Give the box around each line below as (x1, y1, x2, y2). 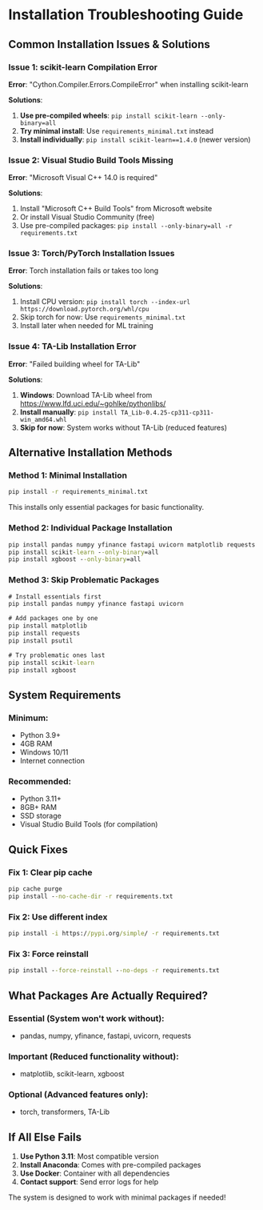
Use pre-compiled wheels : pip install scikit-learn (19, 110, 197, 120)
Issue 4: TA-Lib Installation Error (8, 341, 137, 352)
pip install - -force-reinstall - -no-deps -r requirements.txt (8, 967, 220, 975)
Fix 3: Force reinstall (8, 948, 90, 960)
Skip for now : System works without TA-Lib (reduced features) (19, 423, 228, 432)
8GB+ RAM (19, 803, 58, 812)
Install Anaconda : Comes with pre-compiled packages (19, 1160, 201, 1170)
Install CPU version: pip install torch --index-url (19, 297, 191, 307)
